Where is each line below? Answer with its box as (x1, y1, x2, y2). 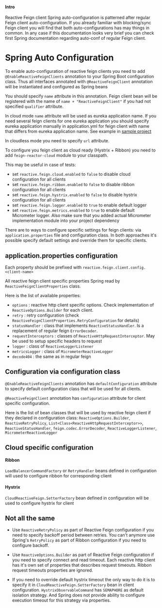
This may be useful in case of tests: (5, 162, 76, 168)
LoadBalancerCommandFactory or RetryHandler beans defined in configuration (5, 468, 157, 473)
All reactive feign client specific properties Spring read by (5, 278, 120, 284)
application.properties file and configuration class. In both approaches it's (5, 232, 157, 238)
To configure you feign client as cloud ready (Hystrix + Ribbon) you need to (5, 147, 156, 153)
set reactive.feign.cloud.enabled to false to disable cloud (12, 171, 131, 177)
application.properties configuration (5, 252, 118, 260)
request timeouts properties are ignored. (12, 567, 93, 573)
